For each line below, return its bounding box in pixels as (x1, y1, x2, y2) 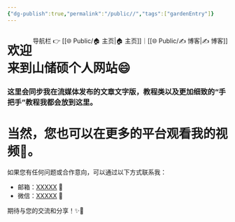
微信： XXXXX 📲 (17, 191, 63, 200)
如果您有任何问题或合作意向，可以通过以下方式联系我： (7, 167, 166, 176)
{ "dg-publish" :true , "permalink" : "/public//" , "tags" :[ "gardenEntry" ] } (7, 10, 215, 18)
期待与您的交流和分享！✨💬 (7, 206, 84, 214)
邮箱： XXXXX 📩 (17, 183, 63, 191)
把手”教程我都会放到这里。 (7, 97, 98, 107)
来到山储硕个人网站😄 (7, 60, 131, 76)
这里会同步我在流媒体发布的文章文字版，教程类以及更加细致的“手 (7, 87, 226, 97)
